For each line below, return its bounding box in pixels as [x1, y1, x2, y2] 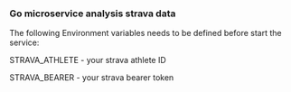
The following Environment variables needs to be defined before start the [9, 28, 282, 39]
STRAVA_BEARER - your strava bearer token [9, 72, 174, 83]
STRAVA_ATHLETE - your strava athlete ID [9, 55, 167, 66]
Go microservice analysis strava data [9, 7, 176, 20]
